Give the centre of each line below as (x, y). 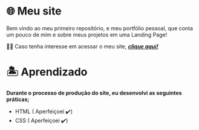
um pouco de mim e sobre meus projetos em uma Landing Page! (87, 34)
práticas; (18, 99)
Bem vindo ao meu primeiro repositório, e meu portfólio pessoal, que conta (100, 28)
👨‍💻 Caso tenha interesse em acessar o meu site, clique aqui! (82, 46)
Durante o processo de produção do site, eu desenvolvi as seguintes (94, 93)
